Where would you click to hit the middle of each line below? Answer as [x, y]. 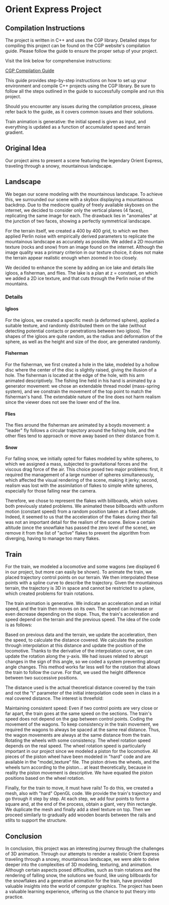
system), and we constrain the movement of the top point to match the [78, 391]
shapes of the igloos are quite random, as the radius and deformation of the [84, 336]
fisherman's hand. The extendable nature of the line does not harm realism [83, 397]
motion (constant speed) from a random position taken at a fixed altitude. [81, 512]
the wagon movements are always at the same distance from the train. [78, 735]
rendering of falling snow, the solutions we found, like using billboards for [81, 875]
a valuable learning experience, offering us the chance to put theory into [80, 891]
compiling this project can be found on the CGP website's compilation [78, 46]
